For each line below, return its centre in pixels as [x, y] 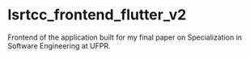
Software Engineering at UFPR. [59, 45]
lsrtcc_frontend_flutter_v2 [97, 15]
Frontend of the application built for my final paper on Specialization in [125, 37]
